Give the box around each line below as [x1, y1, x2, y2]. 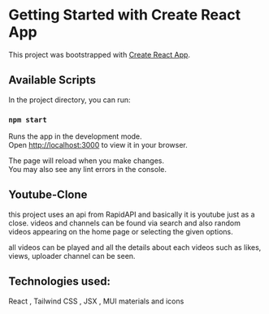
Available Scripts [8, 73, 96, 87]
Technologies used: [8, 274, 111, 289]
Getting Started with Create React [8, 6, 241, 24]
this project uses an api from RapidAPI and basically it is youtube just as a [8, 209, 255, 219]
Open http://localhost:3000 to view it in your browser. [8, 140, 189, 150]
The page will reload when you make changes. [8, 156, 165, 166]
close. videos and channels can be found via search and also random [8, 217, 241, 228]
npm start [8, 115, 47, 124]
